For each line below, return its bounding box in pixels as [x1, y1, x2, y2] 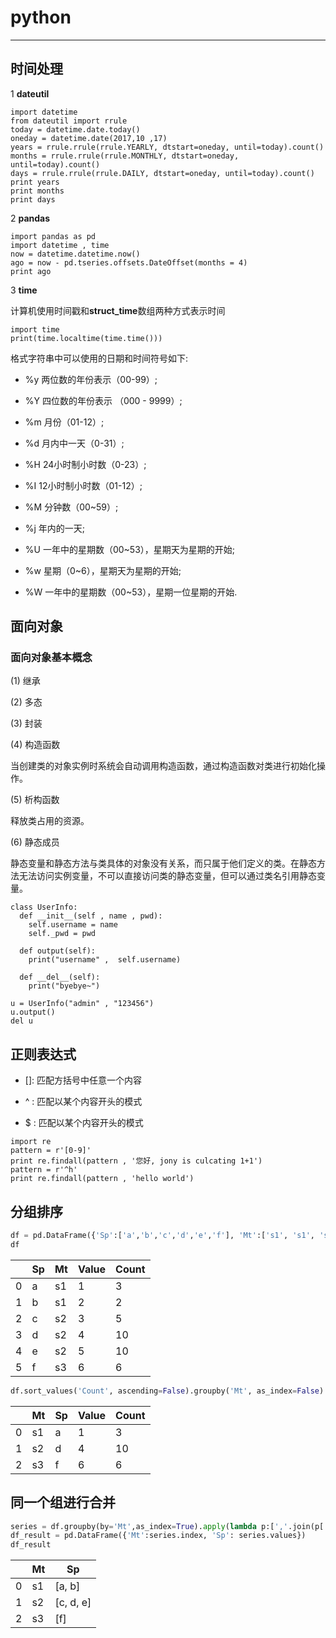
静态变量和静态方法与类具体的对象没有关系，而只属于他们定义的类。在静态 [10, 857, 317, 870]
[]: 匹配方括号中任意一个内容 [24, 1074, 142, 1086]
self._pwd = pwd [28, 929, 97, 939]
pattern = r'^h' [10, 1165, 78, 1175]
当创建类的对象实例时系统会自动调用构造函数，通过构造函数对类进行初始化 [10, 760, 317, 772]
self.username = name [28, 920, 118, 930]
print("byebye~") [28, 981, 101, 991]
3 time [10, 284, 38, 296]
